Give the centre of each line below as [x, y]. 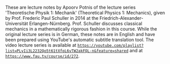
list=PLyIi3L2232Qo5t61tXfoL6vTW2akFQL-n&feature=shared [67, 51]
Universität [17, 23]
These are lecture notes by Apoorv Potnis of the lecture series [70, 7]
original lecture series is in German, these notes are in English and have [80, 34]
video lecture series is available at [41, 45]
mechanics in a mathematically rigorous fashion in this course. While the [81, 29]
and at [136, 51]
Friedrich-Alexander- [121, 18]
